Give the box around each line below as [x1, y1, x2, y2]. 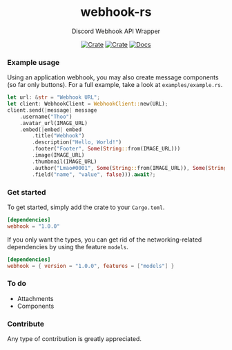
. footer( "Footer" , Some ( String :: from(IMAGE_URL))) [32, 146, 181, 153]
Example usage [7, 57, 60, 67]
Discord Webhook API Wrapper [71, 27, 161, 35]
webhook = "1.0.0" [7, 222, 60, 230]
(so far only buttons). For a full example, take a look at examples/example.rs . [7, 81, 223, 89]
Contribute [7, 319, 45, 329]
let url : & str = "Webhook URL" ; [7, 94, 100, 101]
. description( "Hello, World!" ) [32, 139, 122, 146]
